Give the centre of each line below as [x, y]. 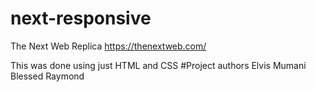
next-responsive [81, 18]
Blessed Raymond [47, 76]
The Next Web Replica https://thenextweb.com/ [108, 46]
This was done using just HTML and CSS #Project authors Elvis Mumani [158, 65]
